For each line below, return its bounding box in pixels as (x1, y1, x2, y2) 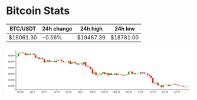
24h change (42, 25, 73, 32)
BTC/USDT (9, 25, 37, 32)
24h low (114, 25, 135, 32)
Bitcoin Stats (6, 4, 70, 18)
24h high (80, 25, 103, 32)
